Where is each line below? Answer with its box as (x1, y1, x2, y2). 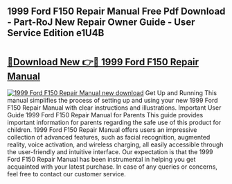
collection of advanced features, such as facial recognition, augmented (7, 133, 211, 141)
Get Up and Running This (145, 89, 217, 97)
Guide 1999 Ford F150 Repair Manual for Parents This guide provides (7, 111, 204, 119)
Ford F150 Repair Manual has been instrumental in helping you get (7, 156, 196, 163)
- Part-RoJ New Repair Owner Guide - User (7, 17, 195, 28)
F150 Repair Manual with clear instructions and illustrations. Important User (7, 103, 222, 112)
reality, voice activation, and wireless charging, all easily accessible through (7, 140, 224, 149)
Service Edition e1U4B (7, 27, 105, 39)
